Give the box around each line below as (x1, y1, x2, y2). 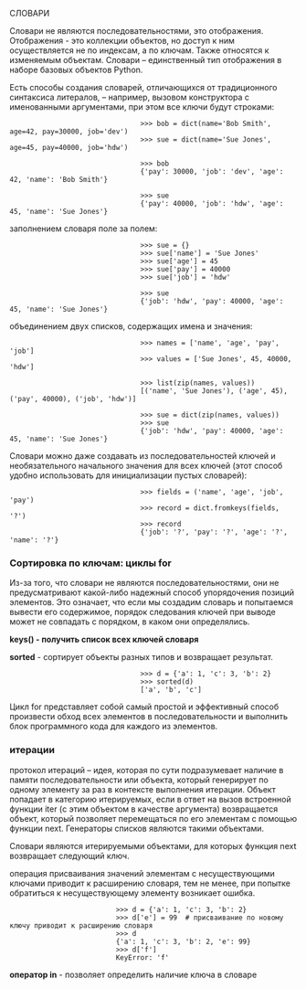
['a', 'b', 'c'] (140, 686, 203, 695)
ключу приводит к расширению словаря (9, 920, 153, 931)
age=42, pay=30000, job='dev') (9, 127, 129, 136)
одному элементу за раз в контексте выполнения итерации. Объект (9, 783, 276, 794)
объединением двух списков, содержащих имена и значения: (9, 321, 253, 332)
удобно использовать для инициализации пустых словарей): (9, 470, 248, 481)
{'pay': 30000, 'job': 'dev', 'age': (140, 167, 284, 176)
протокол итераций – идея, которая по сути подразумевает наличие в (9, 764, 284, 775)
